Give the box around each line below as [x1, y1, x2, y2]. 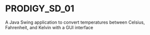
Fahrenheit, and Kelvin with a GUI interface [5, 24, 93, 30]
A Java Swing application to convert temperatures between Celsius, [5, 19, 145, 25]
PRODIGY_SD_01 [5, 3, 74, 14]
